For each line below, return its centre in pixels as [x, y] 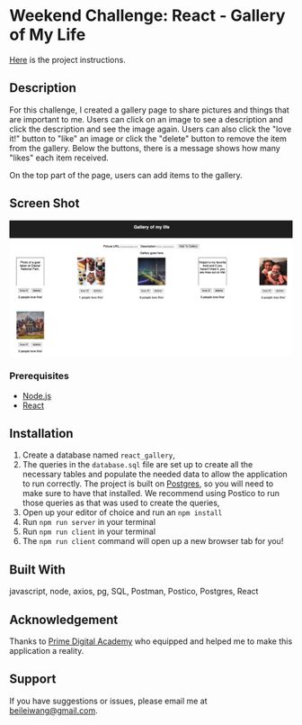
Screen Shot [44, 204]
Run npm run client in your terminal [89, 531]
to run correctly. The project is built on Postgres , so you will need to [148, 484]
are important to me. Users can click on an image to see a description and [146, 119]
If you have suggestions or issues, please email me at [109, 701]
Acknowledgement [64, 619]
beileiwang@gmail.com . [53, 710]
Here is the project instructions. [67, 59]
